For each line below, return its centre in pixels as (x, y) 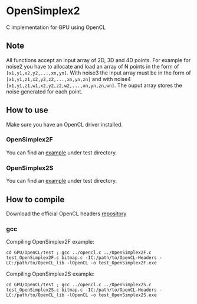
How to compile (35, 199)
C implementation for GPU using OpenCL (56, 27)
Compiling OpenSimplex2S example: (50, 274)
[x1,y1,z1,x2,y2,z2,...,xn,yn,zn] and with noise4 (68, 79)
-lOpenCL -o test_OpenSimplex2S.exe (112, 295)
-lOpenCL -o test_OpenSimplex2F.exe (112, 263)
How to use (27, 110)
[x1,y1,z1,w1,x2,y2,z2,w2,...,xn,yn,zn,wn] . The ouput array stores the (94, 85)
